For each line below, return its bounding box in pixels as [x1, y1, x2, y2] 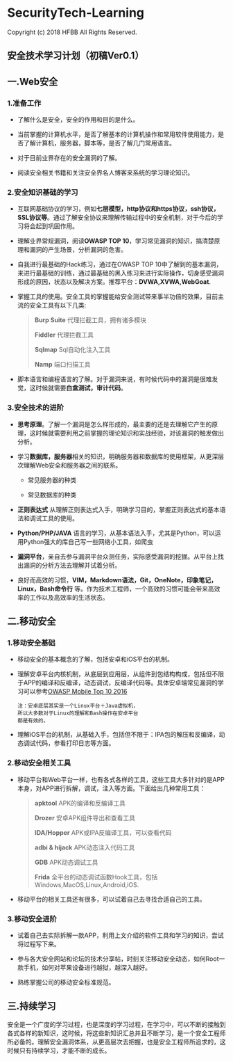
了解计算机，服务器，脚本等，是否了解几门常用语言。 [23, 139, 175, 147]
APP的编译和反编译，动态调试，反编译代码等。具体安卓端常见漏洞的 [23, 678, 218, 687]
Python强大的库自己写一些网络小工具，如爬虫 [23, 537, 154, 545]
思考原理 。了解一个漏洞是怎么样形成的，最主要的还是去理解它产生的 [17, 420, 212, 429]
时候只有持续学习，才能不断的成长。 [7, 1046, 111, 1055]
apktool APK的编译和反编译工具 [34, 799, 126, 807]
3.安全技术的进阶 [7, 403, 64, 413]
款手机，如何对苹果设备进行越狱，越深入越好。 [17, 963, 151, 971]
